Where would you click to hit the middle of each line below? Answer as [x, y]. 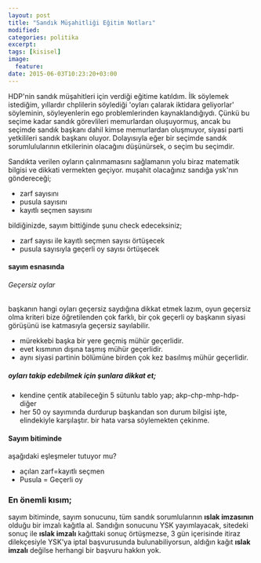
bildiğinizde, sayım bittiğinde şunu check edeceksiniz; [95, 225]
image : [19, 60]
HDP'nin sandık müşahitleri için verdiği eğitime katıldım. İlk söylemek [119, 96]
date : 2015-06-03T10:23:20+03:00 [63, 74]
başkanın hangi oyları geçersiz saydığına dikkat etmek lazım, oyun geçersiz [130, 309]
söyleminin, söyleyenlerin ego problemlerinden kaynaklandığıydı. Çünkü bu [129, 113]
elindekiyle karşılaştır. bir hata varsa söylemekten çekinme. [114, 420]
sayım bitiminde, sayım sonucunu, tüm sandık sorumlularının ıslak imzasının [131, 517]
